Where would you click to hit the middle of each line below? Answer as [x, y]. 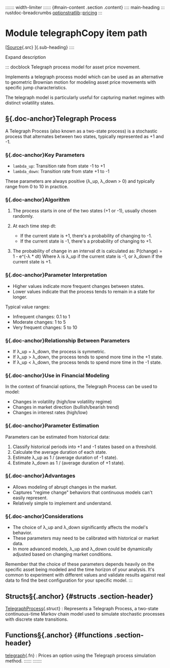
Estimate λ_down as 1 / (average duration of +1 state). [69, 463]
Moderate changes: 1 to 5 [39, 322]
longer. [20, 297]
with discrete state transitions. [37, 619]
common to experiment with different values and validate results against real [85, 575]
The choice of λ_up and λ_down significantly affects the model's [80, 527]
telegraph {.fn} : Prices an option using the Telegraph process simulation [80, 655]
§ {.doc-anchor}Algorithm [38, 199]
